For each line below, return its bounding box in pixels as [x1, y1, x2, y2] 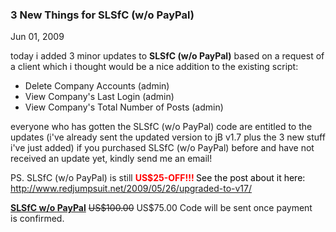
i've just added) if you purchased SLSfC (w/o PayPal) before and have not [10, 142, 315, 154]
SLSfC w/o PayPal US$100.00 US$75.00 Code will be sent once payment [10, 202, 313, 214]
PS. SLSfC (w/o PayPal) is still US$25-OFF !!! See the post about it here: [10, 172, 306, 184]
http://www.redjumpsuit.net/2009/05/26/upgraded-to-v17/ [10, 183, 253, 195]
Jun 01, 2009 [10, 31, 65, 43]
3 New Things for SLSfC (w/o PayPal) [10, 8, 195, 22]
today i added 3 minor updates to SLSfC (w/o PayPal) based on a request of [10, 50, 325, 62]
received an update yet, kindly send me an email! [10, 153, 213, 165]
